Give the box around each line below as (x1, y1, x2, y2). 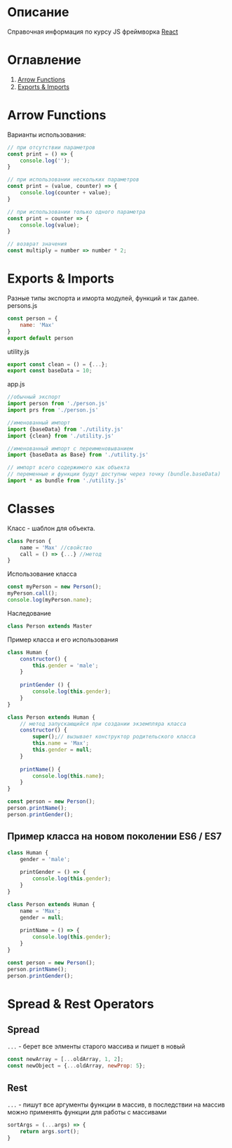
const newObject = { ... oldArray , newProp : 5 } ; (7, 1062, 146, 1069)
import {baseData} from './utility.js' (7, 426, 124, 433)
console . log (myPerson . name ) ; (7, 597, 93, 604)
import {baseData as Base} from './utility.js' (7, 452, 149, 459)
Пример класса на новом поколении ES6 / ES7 (7, 830, 222, 842)
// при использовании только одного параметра (7, 208, 146, 215)
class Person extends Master (7, 622, 93, 630)
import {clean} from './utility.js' (7, 432, 114, 439)
